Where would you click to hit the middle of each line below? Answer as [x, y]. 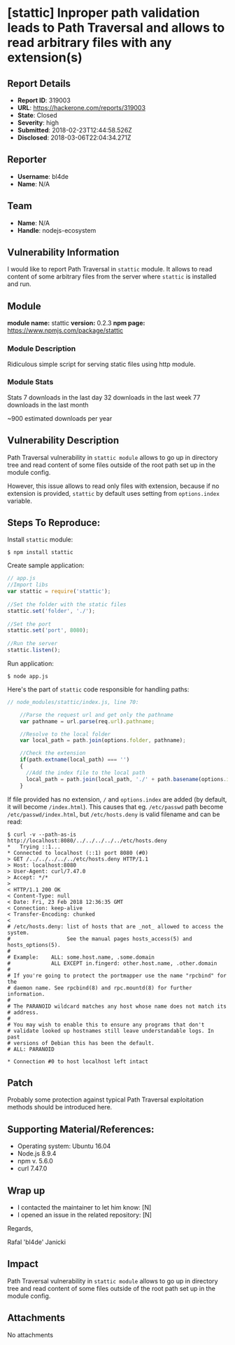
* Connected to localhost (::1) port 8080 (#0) [78, 853]
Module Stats [30, 382]
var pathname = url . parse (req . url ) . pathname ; [87, 721]
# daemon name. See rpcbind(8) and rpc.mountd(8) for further [100, 988]
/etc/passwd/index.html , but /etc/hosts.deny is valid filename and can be [114, 814]
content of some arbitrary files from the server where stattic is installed [112, 277]
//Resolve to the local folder [65, 734]
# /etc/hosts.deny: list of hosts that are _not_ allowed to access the [115, 926]
